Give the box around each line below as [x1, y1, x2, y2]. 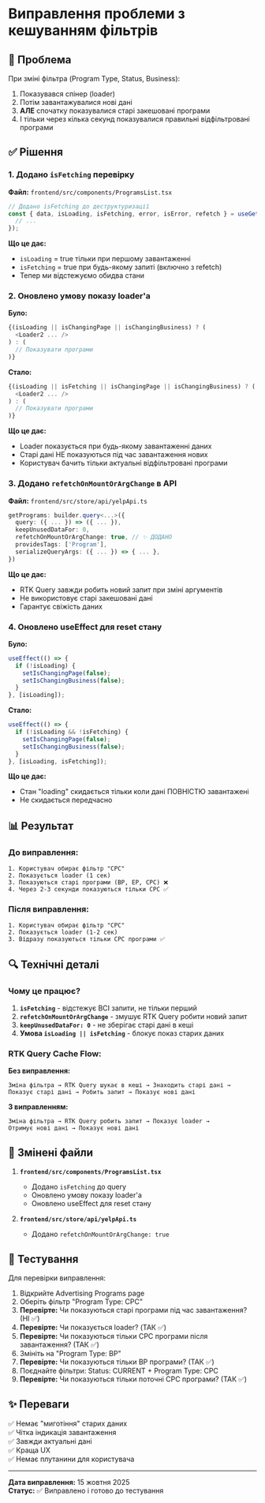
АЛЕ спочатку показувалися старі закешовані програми [19, 106, 211, 115]
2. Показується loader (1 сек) [8, 871, 111, 880]
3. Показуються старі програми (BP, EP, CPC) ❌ [8, 879, 169, 886]
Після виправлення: [8, 904, 89, 915]
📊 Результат [8, 819, 74, 833]
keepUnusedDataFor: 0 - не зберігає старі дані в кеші [19, 1020, 194, 1030]
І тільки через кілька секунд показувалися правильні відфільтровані [19, 114, 250, 123]
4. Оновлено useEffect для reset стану [8, 621, 162, 632]
